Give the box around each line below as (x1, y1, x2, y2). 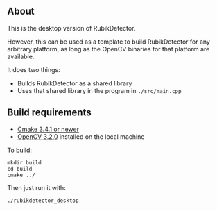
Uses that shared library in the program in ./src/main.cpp (17, 86, 182, 94)
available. (7, 52, 35, 60)
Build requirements (7, 107, 92, 119)
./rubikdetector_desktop (7, 197, 79, 204)
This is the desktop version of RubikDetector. (7, 24, 136, 32)
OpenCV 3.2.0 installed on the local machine (17, 132, 145, 141)
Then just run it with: (7, 183, 66, 192)
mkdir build (7, 159, 42, 166)
